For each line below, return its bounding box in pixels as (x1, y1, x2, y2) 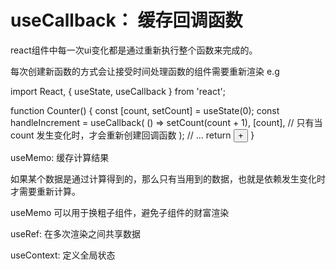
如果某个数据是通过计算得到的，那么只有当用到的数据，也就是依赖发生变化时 (10, 172, 326, 185)
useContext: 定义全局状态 (10, 249, 116, 261)
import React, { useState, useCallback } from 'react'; (10, 85, 226, 97)
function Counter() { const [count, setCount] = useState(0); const (10, 104, 280, 116)
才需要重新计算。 (10, 185, 81, 197)
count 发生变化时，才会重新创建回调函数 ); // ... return (10, 129, 232, 141)
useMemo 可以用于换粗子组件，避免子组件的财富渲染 (10, 206, 230, 218)
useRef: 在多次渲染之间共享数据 (10, 227, 141, 240)
